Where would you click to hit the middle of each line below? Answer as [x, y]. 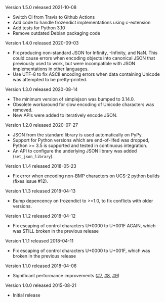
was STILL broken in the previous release [56, 231]
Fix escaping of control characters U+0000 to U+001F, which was [81, 250]
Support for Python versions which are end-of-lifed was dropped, [81, 140]
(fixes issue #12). [30, 181]
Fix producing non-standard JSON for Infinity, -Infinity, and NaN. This [85, 53]
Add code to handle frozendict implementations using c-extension [81, 22]
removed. [23, 110]
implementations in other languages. [51, 69]
